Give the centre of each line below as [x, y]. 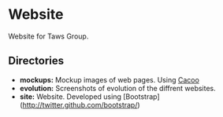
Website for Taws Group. [48, 36]
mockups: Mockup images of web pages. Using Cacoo [109, 79]
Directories [36, 61]
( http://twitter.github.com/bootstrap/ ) [80, 104]
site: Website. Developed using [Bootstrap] [89, 97]
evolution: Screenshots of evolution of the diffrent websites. [118, 88]
